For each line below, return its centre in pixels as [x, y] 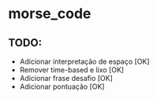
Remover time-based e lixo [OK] [72, 70]
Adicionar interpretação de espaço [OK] [84, 61]
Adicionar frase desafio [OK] [66, 78]
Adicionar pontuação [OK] [62, 86]
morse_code [50, 14]
